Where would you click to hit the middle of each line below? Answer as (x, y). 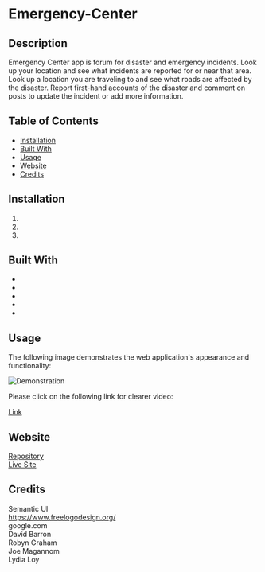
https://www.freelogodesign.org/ (62, 517)
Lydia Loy (24, 559)
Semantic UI (28, 508)
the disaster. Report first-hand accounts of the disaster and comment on (127, 88)
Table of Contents (54, 121)
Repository (26, 456)
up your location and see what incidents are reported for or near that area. (130, 71)
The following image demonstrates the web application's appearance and (129, 357)
